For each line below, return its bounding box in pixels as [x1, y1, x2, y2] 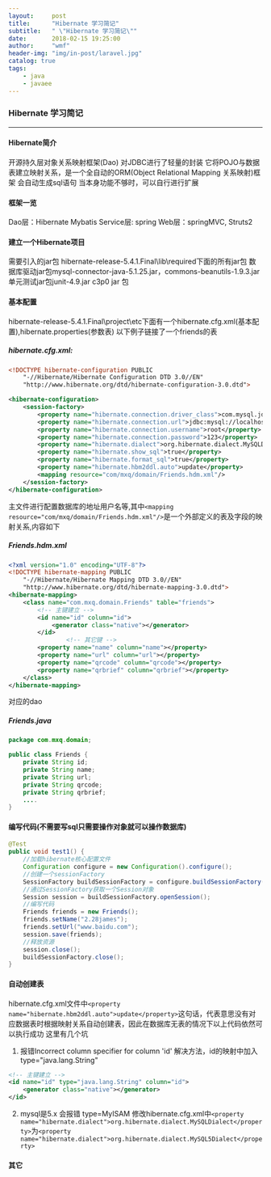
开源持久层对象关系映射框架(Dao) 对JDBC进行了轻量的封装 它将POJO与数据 [8, 158, 261, 167]
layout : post [8, 11, 67, 20]
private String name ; [23, 766, 95, 774]
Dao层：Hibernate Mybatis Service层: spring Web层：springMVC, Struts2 [8, 217, 253, 227]
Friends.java [8, 716, 52, 726]
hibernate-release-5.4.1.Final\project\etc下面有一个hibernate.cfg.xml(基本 [8, 316, 252, 326]
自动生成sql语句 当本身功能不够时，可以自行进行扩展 [23, 178, 199, 187]
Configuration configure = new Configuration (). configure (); [23, 863, 232, 871]
